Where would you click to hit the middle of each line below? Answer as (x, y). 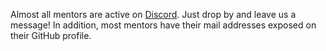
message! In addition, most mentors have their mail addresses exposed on (163, 25)
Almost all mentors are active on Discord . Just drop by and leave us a (153, 14)
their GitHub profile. (51, 35)
